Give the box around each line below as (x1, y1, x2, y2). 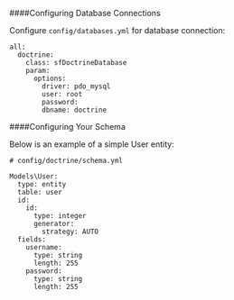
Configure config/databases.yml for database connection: (9, 25, 226, 35)
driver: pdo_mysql (42, 82, 111, 91)
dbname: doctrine (42, 105, 107, 114)
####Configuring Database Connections (9, 8, 161, 18)
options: (33, 74, 67, 83)
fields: (17, 235, 47, 244)
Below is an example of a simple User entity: (9, 139, 174, 150)
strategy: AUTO (42, 227, 99, 236)
